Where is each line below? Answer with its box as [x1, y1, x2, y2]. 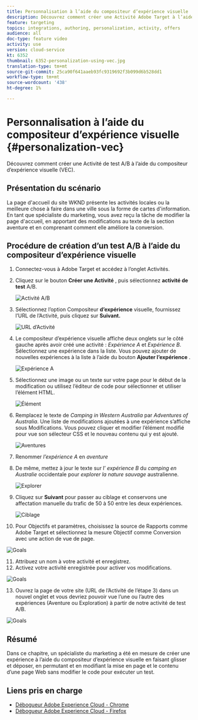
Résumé [6, 634, 38, 644]
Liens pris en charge [6, 685, 83, 695]
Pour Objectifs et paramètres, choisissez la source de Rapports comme [15, 523, 188, 530]
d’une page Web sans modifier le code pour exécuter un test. [6, 668, 155, 676]
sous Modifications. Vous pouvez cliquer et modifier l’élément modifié [15, 424, 184, 431]
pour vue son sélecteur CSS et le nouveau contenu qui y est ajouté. [15, 430, 179, 438]
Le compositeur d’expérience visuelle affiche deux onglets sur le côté [15, 335, 184, 342]
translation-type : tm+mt [6, 63, 68, 69]
